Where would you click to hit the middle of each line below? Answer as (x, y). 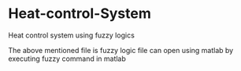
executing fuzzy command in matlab (67, 59)
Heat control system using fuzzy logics (72, 35)
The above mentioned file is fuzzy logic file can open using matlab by (121, 50)
